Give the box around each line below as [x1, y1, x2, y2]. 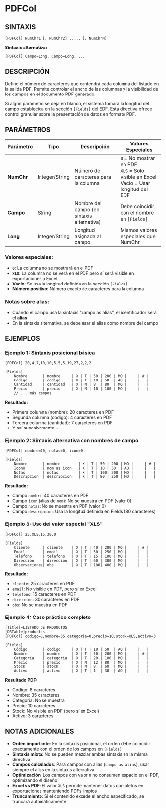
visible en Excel [120, 173, 157, 180]
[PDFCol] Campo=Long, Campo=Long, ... [5, 54, 85, 59]
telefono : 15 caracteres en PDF [12, 591, 76, 597]
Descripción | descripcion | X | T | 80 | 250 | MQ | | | [14, 475, 156, 479]
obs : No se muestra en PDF [12, 602, 68, 608]
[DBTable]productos [5, 629, 45, 634]
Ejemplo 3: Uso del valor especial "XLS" [5, 521, 103, 527]
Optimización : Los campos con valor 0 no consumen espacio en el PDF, [12, 772, 160, 778]
